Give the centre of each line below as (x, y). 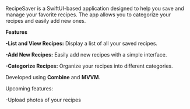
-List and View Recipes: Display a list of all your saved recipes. (82, 43)
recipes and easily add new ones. (46, 21)
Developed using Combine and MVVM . (53, 77)
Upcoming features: (29, 89)
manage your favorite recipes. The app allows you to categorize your (88, 15)
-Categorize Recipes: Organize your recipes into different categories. (89, 66)
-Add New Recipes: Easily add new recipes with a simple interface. (86, 54)
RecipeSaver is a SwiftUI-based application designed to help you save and (95, 8)
